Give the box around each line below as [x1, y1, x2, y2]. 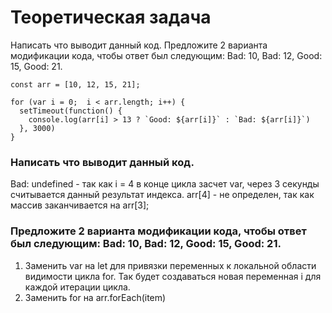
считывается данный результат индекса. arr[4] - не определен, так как [10, 189, 315, 201]
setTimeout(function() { [19, 106, 123, 116]
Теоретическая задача [10, 6, 212, 29]
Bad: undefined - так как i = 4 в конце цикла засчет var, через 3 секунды [10, 178, 320, 190]
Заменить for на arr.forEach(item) [24, 291, 167, 303]
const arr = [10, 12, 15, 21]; [10, 79, 141, 90]
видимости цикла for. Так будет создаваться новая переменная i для [24, 270, 322, 282]
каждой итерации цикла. [24, 281, 131, 293]
